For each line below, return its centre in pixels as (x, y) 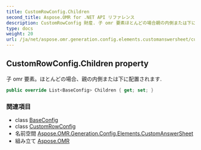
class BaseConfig (36, 120)
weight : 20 (20, 34)
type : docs (20, 28)
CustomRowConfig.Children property (77, 64)
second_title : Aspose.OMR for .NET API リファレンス (71, 17)
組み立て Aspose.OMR (42, 140)
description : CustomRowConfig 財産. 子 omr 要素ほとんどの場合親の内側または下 (99, 23)
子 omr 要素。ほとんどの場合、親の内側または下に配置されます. (84, 79)
